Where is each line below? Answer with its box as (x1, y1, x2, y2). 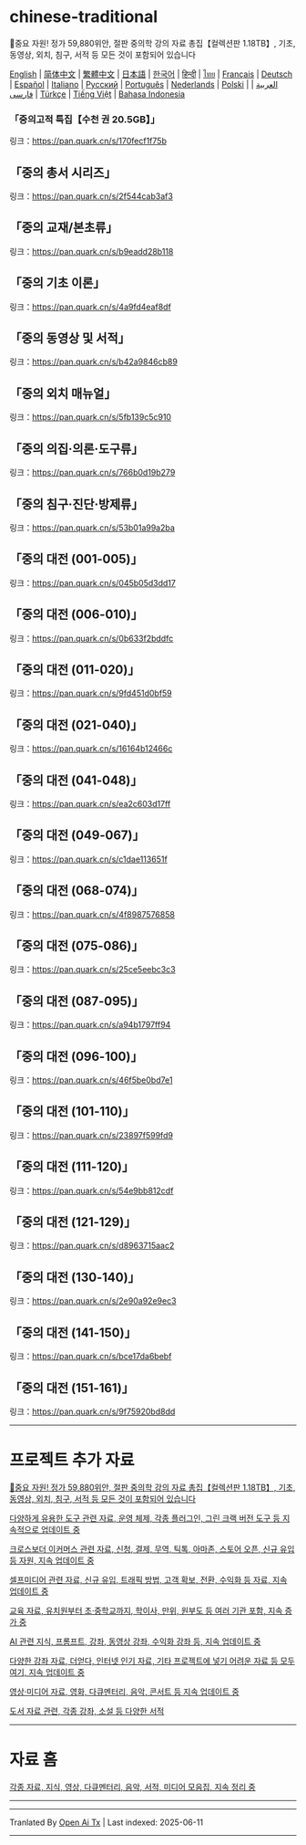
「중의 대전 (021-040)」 (9, 717, 143, 732)
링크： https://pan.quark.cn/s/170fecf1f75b (9, 135, 167, 147)
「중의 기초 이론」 (9, 276, 106, 291)
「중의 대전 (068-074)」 (9, 883, 144, 898)
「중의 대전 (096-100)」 (9, 1048, 143, 1064)
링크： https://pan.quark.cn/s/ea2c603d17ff (9, 798, 171, 809)
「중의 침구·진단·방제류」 (9, 496, 144, 512)
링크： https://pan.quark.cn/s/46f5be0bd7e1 (9, 1075, 173, 1085)
